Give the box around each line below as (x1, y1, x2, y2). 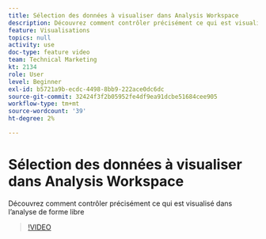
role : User (8, 70, 44, 78)
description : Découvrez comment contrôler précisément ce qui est (8, 19, 232, 27)
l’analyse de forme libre (8, 207, 85, 216)
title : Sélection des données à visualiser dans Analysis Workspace (8, 11, 239, 20)
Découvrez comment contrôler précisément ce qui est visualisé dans (8, 199, 233, 208)
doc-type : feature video (8, 48, 90, 56)
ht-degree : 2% (8, 115, 55, 123)
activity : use (8, 41, 55, 49)
